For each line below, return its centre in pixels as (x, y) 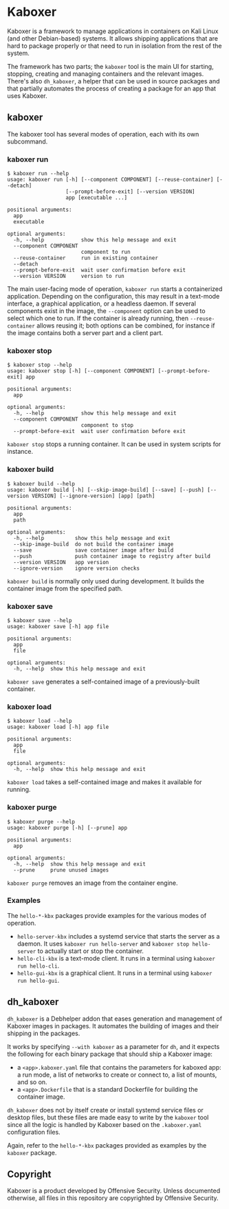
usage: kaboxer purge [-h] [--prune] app (67, 828)
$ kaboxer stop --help (40, 365)
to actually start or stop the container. (91, 951)
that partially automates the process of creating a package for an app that (112, 88)
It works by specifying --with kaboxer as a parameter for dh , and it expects (113, 1046)
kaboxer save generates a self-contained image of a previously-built (103, 681)
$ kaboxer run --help (38, 174)
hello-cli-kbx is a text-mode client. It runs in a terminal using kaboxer (116, 958)
